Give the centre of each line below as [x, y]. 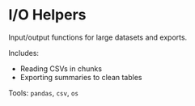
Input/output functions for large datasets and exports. [98, 37]
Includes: [23, 53]
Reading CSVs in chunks [61, 68]
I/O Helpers [47, 15]
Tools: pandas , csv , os [44, 93]
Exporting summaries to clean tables [81, 77]
